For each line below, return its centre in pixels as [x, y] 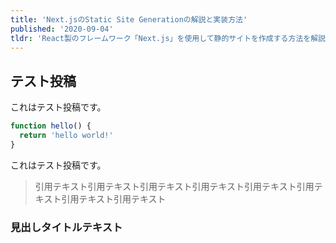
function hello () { [51, 126]
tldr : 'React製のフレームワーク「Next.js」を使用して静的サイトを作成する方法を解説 [168, 38]
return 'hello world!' [66, 136]
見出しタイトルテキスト [66, 227]
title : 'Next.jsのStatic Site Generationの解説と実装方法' [129, 19]
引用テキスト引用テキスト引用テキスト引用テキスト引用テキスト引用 [174, 186]
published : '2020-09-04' [62, 29]
